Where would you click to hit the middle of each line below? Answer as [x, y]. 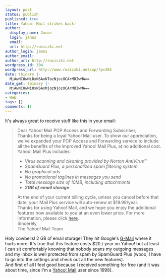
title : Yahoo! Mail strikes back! [41, 24]
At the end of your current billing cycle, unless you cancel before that [88, 197]
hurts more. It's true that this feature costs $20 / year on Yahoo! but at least [82, 243]
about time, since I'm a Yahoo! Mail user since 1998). [59, 270]
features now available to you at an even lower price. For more [81, 213]
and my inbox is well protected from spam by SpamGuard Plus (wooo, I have [83, 254]
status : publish [22, 14]
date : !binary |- [23, 74]
